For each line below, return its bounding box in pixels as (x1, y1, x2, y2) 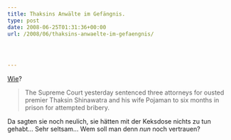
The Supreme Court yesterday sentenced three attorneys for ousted (24, 88, 225, 97)
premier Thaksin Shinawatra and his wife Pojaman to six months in (24, 96, 220, 104)
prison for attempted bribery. (24, 104, 110, 112)
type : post (7, 17, 40, 24)
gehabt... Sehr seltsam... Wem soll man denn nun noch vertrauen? (7, 125, 200, 134)
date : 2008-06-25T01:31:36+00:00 (7, 23, 107, 31)
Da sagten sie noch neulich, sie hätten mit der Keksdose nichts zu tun (7, 117, 211, 126)
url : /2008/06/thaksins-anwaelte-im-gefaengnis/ (7, 30, 154, 38)
